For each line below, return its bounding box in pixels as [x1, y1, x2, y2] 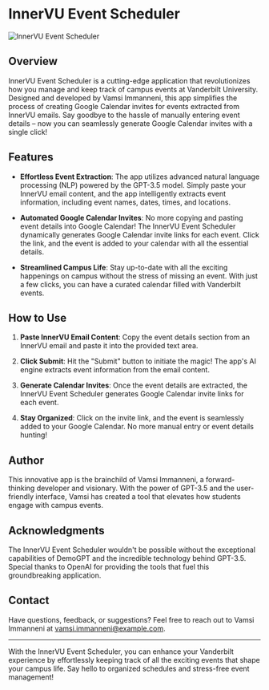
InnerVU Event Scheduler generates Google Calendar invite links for [19, 389, 244, 399]
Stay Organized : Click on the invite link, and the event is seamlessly [19, 413, 244, 423]
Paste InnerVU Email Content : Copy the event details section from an [19, 332, 251, 342]
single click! [8, 127, 48, 136]
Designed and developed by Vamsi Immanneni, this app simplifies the [8, 93, 238, 103]
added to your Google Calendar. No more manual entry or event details [19, 422, 255, 432]
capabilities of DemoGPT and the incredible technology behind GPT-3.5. [8, 554, 247, 562]
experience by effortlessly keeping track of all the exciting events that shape [8, 655, 260, 664]
